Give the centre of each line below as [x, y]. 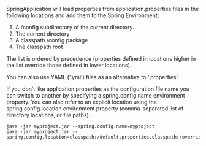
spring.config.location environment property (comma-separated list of [95, 109]
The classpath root [39, 47]
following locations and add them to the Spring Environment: [83, 15]
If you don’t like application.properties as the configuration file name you [98, 89]
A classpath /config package [51, 40]
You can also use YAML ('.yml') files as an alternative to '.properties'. [93, 77]
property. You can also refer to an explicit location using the [82, 102]
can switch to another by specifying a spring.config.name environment [96, 95]
